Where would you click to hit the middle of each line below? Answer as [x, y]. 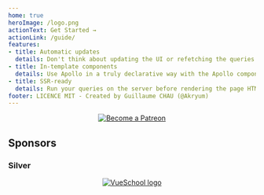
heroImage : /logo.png [44, 23]
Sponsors [32, 143]
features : [24, 45]
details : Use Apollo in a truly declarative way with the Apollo [125, 74]
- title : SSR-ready [40, 81]
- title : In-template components [63, 67]
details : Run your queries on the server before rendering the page [130, 88]
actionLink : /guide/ [42, 37]
